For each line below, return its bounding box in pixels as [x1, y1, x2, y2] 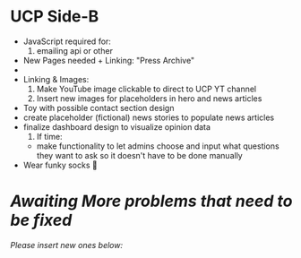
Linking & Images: [22, 73, 90, 84]
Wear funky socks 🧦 [22, 159, 98, 170]
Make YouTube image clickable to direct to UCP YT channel [36, 83, 257, 94]
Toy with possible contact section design [22, 102, 175, 113]
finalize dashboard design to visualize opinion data [22, 121, 211, 132]
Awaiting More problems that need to [10, 191, 293, 211]
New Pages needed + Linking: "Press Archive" [22, 55, 195, 65]
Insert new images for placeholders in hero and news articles [36, 92, 262, 104]
